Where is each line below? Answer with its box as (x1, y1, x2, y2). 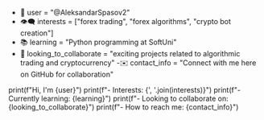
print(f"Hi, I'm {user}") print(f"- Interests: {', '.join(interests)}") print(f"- (8, 85, 241, 94)
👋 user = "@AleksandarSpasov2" (19, 8, 130, 17)
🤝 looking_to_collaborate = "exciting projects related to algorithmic (19, 49, 241, 58)
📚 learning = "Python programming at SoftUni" (19, 37, 177, 47)
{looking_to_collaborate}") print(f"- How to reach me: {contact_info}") (8, 102, 239, 112)
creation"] (19, 28, 54, 38)
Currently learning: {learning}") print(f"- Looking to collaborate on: (8, 93, 229, 103)
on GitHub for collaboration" (19, 69, 114, 79)
